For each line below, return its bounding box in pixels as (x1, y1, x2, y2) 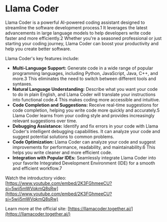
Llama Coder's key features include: (5, 55, 79, 61)
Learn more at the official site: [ (5, 206, 70, 212)
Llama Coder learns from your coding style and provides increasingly (12, 112, 155, 118)
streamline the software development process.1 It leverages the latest (5, 24, 148, 30)
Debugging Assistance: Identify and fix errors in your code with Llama (12, 123, 159, 129)
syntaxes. (12, 80, 32, 87)
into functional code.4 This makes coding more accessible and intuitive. (12, 96, 161, 102)
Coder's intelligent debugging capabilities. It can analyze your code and (12, 128, 161, 134)
